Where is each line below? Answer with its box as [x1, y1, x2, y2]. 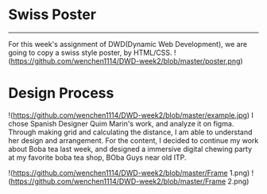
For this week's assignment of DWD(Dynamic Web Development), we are [8, 39, 248, 48]
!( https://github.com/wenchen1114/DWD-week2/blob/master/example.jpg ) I [8, 110, 254, 120]
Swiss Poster [8, 6, 97, 24]
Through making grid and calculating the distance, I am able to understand [8, 127, 253, 137]
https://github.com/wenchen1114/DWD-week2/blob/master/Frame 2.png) [10, 177, 250, 186]
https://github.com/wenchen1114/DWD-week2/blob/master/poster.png [10, 56, 241, 65]
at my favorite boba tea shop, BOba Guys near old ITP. [8, 153, 187, 162]
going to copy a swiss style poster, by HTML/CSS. [8, 48, 172, 57]
